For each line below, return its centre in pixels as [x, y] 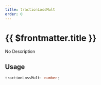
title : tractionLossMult [30, 9]
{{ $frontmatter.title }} [51, 38]
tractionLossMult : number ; [32, 78]
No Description [20, 51]
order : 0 [14, 14]
